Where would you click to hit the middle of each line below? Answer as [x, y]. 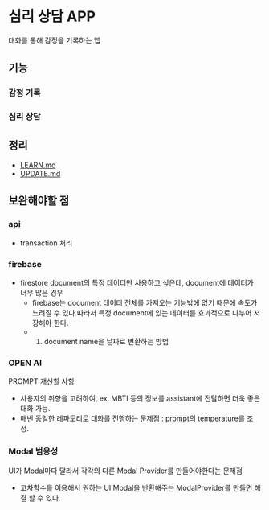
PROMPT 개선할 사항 [41, 381]
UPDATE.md [40, 173]
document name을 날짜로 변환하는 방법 [106, 341]
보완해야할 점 [39, 201]
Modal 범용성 [33, 451]
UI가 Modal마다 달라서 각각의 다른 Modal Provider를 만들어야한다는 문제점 [126, 471]
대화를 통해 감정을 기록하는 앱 [55, 40]
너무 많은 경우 [41, 292]
